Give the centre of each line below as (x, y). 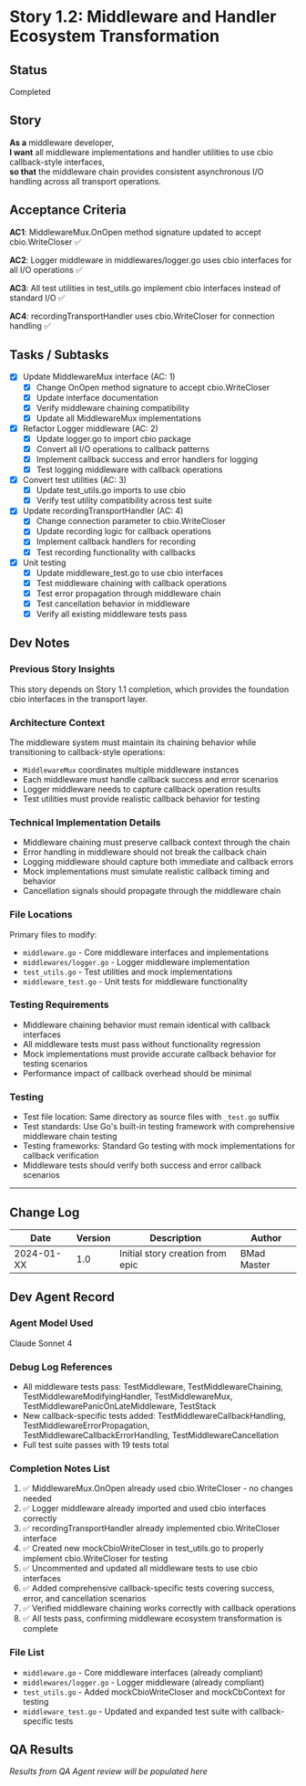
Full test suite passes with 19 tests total (96, 1445)
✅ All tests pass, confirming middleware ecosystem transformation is (152, 1619)
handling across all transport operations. (85, 181)
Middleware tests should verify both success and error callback (142, 1165)
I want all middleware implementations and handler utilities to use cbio (141, 152)
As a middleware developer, (62, 142)
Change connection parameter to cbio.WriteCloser (131, 521)
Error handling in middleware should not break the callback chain (144, 852)
